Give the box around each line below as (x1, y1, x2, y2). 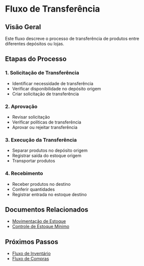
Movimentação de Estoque (12, 218, 66, 224)
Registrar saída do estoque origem (12, 153, 82, 159)
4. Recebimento (5, 170, 43, 177)
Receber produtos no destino (12, 181, 71, 187)
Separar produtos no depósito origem (12, 147, 88, 154)
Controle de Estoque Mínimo (12, 224, 70, 230)
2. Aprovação (5, 103, 38, 110)
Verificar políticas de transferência (12, 119, 82, 125)
